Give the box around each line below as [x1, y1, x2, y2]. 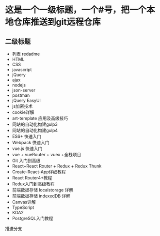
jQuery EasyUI [12, 98, 41, 103]
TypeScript [12, 205, 34, 210]
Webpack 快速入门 [12, 140, 49, 145]
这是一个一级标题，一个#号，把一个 [5, 4, 147, 15]
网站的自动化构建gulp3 [12, 121, 58, 127]
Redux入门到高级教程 [12, 181, 55, 187]
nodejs [12, 82, 26, 88]
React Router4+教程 [12, 175, 52, 180]
